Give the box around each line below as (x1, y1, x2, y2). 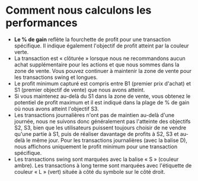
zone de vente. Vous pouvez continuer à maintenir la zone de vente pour (14, 67, 192, 74)
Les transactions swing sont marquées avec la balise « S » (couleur (14, 155, 179, 163)
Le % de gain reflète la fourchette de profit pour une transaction (14, 36, 171, 43)
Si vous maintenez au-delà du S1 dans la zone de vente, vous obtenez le (14, 93, 191, 100)
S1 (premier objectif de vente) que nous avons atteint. (14, 86, 145, 93)
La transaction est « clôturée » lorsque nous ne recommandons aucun (14, 55, 186, 62)
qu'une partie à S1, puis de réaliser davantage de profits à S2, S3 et (14, 130, 179, 137)
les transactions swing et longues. (14, 74, 98, 81)
